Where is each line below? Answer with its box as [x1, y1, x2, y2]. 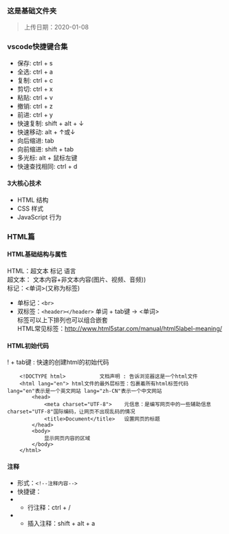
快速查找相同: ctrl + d [17, 162, 78, 170]
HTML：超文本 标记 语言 [7, 266, 76, 275]
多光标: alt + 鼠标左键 [17, 153, 78, 162]
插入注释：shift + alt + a [27, 520, 96, 528]
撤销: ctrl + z [17, 102, 54, 110]
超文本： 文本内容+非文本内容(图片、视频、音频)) [7, 275, 146, 284]
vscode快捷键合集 [7, 42, 68, 52]
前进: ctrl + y [17, 110, 54, 118]
